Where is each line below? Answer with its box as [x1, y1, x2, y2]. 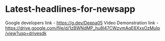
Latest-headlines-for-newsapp [5, 3, 135, 15]
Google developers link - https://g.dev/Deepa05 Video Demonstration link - [5, 20, 159, 26]
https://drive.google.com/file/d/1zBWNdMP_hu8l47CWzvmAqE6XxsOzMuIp [5, 25, 160, 31]
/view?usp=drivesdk [5, 30, 47, 36]
